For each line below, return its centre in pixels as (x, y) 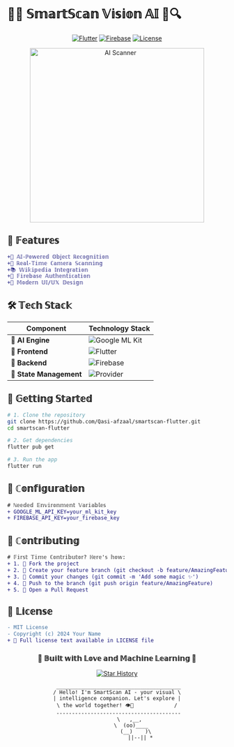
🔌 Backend (29, 363)
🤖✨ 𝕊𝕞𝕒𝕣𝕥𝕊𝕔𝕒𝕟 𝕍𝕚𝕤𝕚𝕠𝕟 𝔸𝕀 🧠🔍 (94, 14)
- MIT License (28, 628)
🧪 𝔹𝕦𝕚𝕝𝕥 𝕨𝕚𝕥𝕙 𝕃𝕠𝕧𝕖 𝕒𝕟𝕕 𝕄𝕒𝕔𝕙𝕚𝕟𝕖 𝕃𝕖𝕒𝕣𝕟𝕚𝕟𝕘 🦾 (117, 658)
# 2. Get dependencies (40, 441)
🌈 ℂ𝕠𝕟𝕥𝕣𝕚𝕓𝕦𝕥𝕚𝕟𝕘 (44, 541)
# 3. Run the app (32, 460)
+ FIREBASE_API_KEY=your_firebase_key (63, 518)
